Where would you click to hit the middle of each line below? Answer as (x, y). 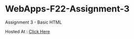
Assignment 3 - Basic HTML (34, 22)
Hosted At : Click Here (27, 31)
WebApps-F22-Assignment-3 (67, 9)
